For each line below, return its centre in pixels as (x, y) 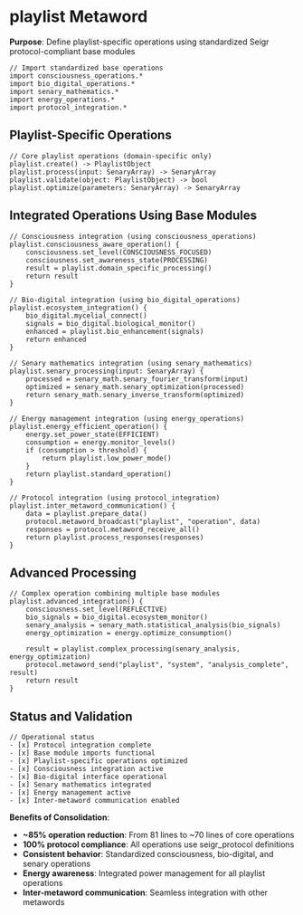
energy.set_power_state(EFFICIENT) (93, 434)
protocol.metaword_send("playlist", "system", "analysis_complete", (157, 665)
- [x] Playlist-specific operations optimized (99, 761)
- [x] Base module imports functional (82, 753)
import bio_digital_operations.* (72, 83)
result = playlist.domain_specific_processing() (119, 268)
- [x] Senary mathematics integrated (80, 785)
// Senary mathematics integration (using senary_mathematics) (131, 363)
